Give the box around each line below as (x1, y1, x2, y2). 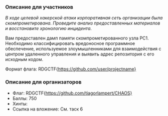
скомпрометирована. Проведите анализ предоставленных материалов (5, 20, 160, 26)
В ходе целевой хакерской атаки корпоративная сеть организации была (5, 15, 163, 21)
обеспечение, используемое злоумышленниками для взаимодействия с (5, 46, 161, 52)
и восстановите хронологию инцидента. (5, 25, 92, 31)
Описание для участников (5, 3, 74, 10)
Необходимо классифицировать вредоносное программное (5, 40, 135, 46)
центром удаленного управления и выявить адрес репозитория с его (5, 51, 154, 57)
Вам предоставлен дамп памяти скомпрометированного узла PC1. (5, 35, 149, 41)
